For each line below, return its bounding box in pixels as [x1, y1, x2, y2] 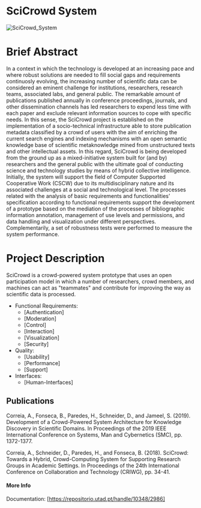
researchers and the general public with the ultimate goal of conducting [6, 160, 184, 167]
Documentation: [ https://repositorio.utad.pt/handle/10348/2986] [6, 495, 166, 502]
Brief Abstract [6, 45, 78, 59]
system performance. [6, 230, 59, 238]
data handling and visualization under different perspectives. [6, 218, 157, 225]
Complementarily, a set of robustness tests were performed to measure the [6, 224, 193, 232]
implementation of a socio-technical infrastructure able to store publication [6, 122, 192, 130]
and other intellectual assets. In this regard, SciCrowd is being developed [6, 148, 187, 155]
